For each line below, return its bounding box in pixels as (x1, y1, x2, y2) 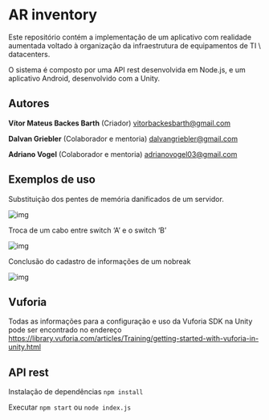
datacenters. (8, 49, 51, 59)
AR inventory (8, 6, 98, 24)
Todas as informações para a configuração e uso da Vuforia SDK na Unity (8, 316, 253, 327)
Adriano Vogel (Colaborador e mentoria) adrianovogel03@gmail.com (8, 149, 238, 159)
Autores (8, 97, 50, 110)
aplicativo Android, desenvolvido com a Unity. (8, 73, 161, 83)
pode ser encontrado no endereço (8, 325, 122, 335)
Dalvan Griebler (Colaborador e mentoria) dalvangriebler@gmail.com (8, 134, 238, 143)
